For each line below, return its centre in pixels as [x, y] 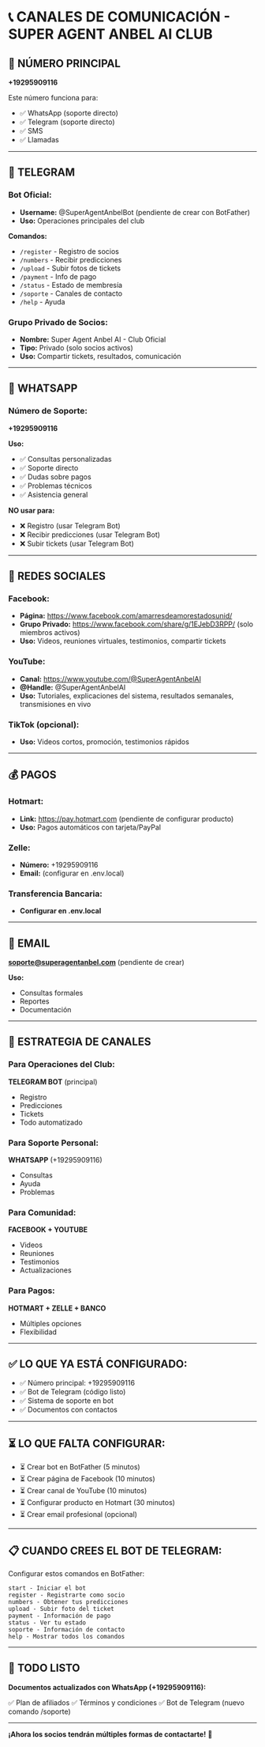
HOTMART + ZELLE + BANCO [57, 1308]
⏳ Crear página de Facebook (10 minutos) [87, 1479]
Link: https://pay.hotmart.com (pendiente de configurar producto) [127, 819]
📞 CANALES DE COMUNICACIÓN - [119, 17]
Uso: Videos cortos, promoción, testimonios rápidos [104, 741]
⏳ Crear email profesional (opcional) [78, 1514]
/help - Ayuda [42, 301]
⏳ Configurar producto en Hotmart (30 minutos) [97, 1503]
